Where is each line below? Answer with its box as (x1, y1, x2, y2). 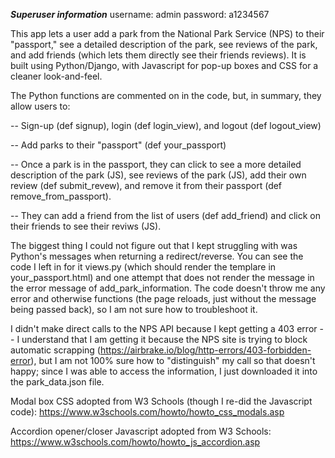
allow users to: (10, 100, 71, 112)
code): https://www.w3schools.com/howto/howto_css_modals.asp (10, 406, 285, 418)
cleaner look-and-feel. (10, 70, 103, 82)
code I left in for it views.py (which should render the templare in (10, 261, 277, 273)
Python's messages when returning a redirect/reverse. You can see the (10, 250, 304, 262)
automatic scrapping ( (10, 344, 101, 356)
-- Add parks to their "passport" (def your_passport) (10, 139, 227, 151)
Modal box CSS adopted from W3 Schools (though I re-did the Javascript (10, 395, 313, 407)
